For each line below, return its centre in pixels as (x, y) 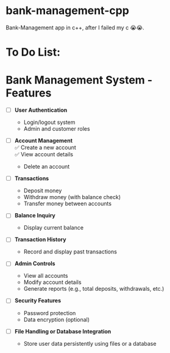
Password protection (50, 313)
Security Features (38, 300)
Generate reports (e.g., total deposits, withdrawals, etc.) (94, 289)
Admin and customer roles (57, 129)
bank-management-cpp (67, 11)
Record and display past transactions (70, 252)
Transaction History (40, 239)
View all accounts (46, 276)
